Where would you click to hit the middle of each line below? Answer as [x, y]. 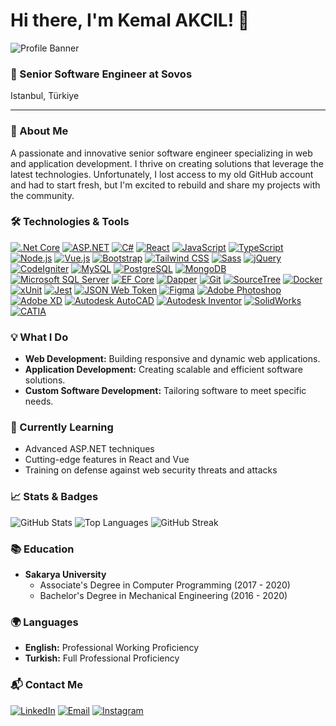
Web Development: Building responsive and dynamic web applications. [172, 359]
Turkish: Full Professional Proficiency [102, 658]
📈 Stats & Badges [54, 497]
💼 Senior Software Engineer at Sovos [101, 74]
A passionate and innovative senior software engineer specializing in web [161, 153]
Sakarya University [65, 575]
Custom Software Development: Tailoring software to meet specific [165, 391]
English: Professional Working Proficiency [112, 648]
